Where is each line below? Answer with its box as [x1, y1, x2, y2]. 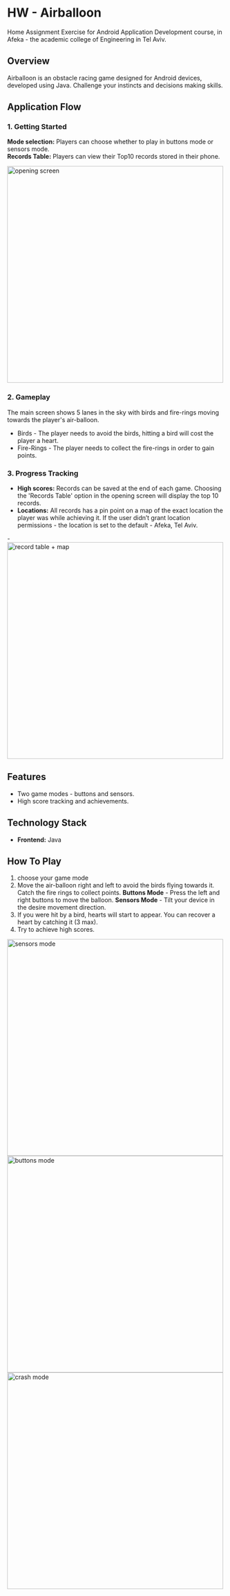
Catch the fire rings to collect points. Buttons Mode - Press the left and [17, 889, 220, 897]
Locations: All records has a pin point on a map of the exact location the [17, 506, 223, 514]
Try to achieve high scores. [17, 926, 95, 934]
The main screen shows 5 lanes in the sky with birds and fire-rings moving [7, 408, 220, 417]
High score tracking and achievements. [17, 797, 129, 805]
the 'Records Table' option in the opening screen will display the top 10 [17, 492, 219, 500]
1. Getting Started [7, 122, 67, 132]
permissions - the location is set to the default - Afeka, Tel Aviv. [17, 521, 198, 530]
